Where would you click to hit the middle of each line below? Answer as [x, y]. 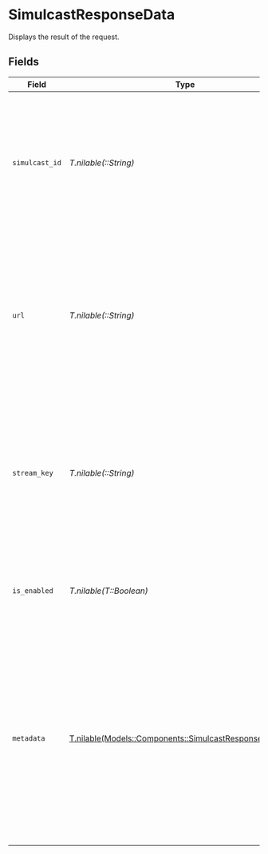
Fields [24, 62]
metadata [29, 738]
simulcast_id [37, 162]
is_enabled [33, 591]
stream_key [33, 473]
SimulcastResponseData [92, 15]
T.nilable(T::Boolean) [109, 591]
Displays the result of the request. [64, 37]
